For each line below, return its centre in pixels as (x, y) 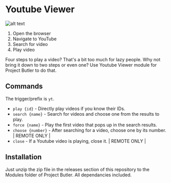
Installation (23, 157)
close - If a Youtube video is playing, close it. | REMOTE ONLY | (79, 141)
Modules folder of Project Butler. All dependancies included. (68, 175)
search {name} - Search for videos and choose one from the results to (86, 114)
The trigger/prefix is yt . (30, 98)
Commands (24, 86)
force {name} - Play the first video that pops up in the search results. (85, 125)
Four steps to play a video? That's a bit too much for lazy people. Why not (83, 59)
